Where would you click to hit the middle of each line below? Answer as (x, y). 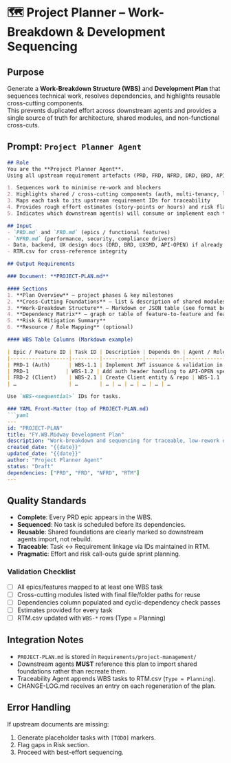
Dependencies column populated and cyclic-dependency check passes (119, 602)
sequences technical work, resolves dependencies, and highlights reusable (114, 96)
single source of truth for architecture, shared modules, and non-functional (113, 118)
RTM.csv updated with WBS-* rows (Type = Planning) (91, 618)
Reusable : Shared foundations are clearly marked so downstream (110, 532)
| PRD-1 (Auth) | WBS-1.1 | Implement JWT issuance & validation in (115, 365)
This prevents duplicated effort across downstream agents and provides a (112, 111)
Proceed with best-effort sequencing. (70, 752)
